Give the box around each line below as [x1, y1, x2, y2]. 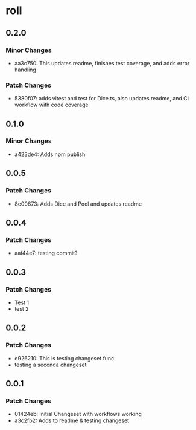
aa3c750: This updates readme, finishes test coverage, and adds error [14, 59, 190, 67]
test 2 [14, 305, 29, 312]
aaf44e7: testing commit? [14, 249, 78, 257]
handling [14, 66, 37, 73]
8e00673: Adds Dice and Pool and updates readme [14, 200, 142, 207]
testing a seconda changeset [14, 361, 87, 368]
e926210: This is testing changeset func [14, 354, 115, 362]
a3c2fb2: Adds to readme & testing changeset [14, 417, 130, 424]
